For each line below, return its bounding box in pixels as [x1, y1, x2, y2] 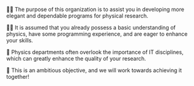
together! [6, 73, 29, 80]
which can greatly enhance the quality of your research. [6, 55, 147, 62]
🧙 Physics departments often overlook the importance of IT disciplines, [6, 48, 184, 56]
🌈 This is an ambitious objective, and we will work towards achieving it [6, 67, 182, 74]
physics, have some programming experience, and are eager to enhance [6, 30, 188, 38]
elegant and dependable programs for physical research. [6, 12, 149, 19]
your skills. [6, 37, 33, 44]
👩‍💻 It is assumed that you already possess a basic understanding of [6, 24, 176, 31]
